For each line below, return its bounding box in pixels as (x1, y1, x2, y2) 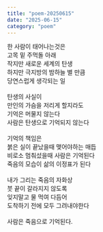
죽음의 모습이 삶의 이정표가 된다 (7, 160, 91, 168)
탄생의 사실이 (7, 93, 42, 101)
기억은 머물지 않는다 (7, 110, 60, 118)
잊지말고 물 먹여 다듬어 (7, 193, 68, 201)
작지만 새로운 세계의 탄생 (7, 60, 73, 68)
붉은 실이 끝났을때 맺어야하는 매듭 (7, 143, 97, 151)
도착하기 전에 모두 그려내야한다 (7, 202, 90, 210)
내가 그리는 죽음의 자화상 (7, 176, 73, 184)
